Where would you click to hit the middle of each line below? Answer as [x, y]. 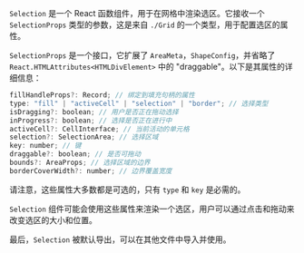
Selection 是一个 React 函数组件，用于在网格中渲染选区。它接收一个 [137, 13]
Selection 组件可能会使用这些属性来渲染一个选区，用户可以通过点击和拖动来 [152, 209]
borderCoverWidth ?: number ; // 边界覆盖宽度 [91, 170]
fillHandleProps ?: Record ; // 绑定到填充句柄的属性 [102, 95]
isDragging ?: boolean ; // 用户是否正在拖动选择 [94, 112]
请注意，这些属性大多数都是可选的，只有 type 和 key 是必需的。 [127, 190]
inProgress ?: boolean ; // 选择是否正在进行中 [91, 121]
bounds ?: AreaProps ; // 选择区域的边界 [80, 162]
